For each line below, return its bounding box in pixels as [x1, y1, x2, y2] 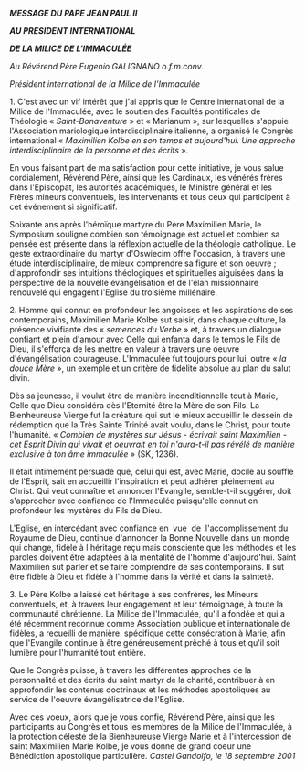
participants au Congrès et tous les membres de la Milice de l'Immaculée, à [9, 722, 292, 732]
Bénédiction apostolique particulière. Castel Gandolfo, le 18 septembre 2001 [9, 751, 296, 761]
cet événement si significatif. [9, 201, 118, 212]
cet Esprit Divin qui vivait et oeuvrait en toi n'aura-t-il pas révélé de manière [9, 438, 295, 449]
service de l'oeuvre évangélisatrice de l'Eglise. [9, 694, 184, 704]
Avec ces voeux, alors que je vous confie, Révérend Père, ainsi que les [9, 712, 276, 723]
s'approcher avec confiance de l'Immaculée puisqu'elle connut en [9, 495, 258, 506]
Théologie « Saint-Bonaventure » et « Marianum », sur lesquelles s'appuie [9, 116, 289, 126]
